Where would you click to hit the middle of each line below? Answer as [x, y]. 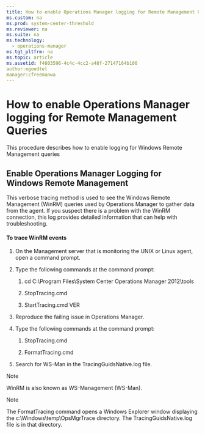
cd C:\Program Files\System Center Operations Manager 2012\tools [109, 281]
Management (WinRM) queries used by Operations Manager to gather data [101, 204]
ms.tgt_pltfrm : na [30, 52]
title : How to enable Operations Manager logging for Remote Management [101, 12]
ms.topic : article [30, 57]
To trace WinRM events [37, 237]
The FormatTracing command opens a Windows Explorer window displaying [102, 412]
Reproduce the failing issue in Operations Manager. [80, 317]
